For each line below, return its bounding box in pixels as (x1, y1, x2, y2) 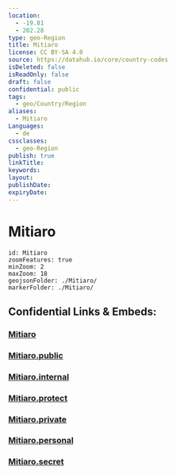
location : (8, 11, 41, 20)
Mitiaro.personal (8, 435, 74, 446)
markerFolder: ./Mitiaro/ (8, 283, 94, 292)
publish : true (8, 151, 55, 159)
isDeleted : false (8, 63, 66, 71)
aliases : (8, 108, 37, 116)
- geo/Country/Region (15, 100, 87, 108)
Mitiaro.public (8, 350, 63, 361)
